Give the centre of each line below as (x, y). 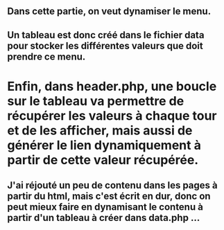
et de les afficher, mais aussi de (100, 130)
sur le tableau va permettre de (96, 101)
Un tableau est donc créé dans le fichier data (106, 35)
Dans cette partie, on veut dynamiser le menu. (109, 11)
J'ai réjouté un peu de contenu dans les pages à (112, 185)
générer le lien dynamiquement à (104, 145)
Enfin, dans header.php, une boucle (112, 86)
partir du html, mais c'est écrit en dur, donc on (109, 196)
